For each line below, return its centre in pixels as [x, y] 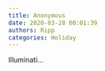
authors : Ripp [32, 30]
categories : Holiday [43, 37]
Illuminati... [26, 60]
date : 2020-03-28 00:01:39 [53, 23]
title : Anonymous [37, 15]
